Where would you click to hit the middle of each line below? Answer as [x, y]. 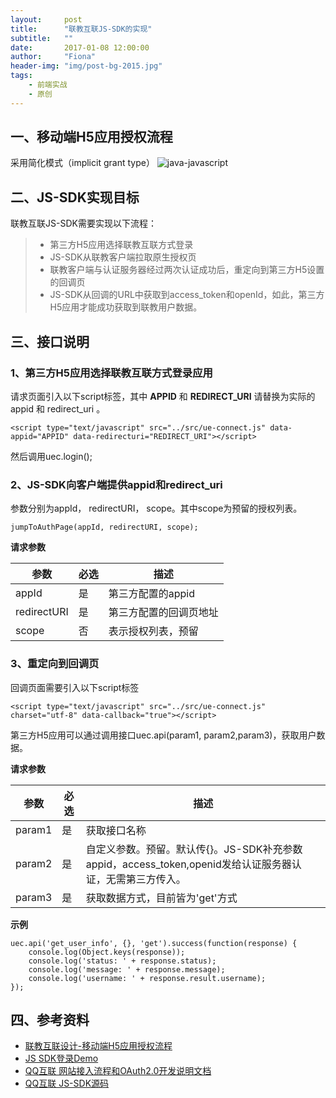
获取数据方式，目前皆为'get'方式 [161, 898]
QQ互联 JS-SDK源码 [67, 1083]
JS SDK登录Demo [61, 1058]
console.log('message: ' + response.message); [127, 969]
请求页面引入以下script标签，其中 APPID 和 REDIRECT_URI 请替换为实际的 [163, 396]
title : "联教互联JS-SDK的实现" [81, 29]
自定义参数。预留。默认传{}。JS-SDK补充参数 [194, 849]
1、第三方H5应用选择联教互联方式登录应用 [111, 373]
